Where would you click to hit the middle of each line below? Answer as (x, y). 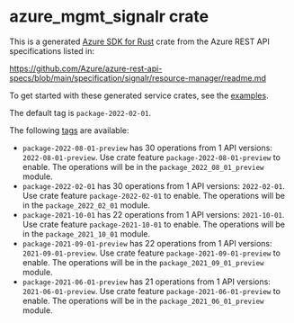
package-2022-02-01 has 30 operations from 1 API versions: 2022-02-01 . (153, 185)
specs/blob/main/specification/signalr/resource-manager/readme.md (138, 77)
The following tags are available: (69, 130)
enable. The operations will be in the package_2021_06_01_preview (143, 301)
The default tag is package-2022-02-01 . (80, 112)
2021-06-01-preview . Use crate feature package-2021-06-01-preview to (151, 291)
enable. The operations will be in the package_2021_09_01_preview (143, 262)
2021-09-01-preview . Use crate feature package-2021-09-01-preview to (151, 253)
